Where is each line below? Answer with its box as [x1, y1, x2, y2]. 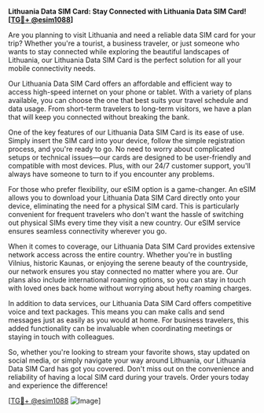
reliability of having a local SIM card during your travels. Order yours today [8, 373, 249, 382]
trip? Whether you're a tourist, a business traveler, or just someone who [8, 39, 240, 48]
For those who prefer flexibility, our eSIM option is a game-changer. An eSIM [8, 185, 256, 194]
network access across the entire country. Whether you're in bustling [8, 250, 233, 259]
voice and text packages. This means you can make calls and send [8, 307, 225, 316]
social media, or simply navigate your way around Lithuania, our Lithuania [8, 356, 246, 365]
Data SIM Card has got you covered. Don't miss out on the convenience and [8, 364, 254, 373]
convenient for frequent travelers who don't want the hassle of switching [8, 210, 244, 219]
